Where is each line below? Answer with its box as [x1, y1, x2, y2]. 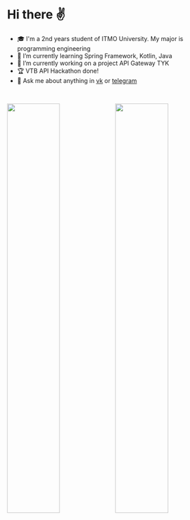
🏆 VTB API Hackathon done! [16, 66, 99, 75]
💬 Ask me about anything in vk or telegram [16, 76, 137, 84]
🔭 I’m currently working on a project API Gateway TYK [16, 59, 169, 67]
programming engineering [16, 44, 91, 53]
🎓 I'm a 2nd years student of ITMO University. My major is [16, 34, 183, 42]
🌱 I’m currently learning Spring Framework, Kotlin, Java [16, 51, 173, 60]
